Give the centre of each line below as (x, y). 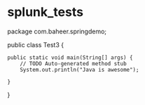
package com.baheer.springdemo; (57, 31)
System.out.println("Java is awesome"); (80, 70)
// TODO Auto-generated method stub (74, 63)
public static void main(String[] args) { (70, 57)
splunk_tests (46, 12)
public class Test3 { (36, 45)
